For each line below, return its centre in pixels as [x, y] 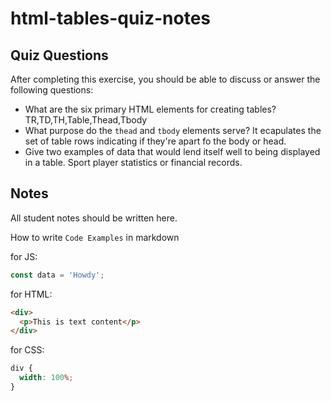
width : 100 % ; [46, 378]
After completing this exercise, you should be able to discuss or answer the [165, 79]
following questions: [52, 90]
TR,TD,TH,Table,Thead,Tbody [86, 120]
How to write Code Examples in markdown [95, 237]
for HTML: [31, 294]
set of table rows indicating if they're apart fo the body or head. [155, 141]
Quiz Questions [59, 55]
